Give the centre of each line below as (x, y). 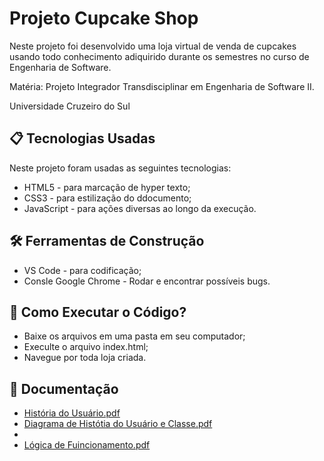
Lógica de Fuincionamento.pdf (87, 445)
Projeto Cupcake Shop (104, 18)
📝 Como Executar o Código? (98, 312)
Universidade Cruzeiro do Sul (70, 106)
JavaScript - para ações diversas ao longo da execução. (140, 208)
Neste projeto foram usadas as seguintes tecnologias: (120, 168)
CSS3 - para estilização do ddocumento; (107, 198)
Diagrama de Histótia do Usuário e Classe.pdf (118, 424)
